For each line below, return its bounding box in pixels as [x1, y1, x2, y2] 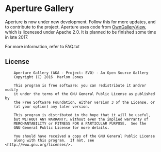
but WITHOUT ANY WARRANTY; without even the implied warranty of [14, 117, 149, 122]
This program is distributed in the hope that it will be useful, [14, 112, 151, 117]
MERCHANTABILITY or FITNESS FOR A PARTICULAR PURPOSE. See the [14, 121, 146, 126]
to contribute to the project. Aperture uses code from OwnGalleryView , [5, 24, 146, 29]
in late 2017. [5, 34, 29, 40]
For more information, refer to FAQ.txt [5, 43, 80, 49]
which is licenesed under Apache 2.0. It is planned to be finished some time [5, 29, 157, 35]
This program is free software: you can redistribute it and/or [14, 83, 146, 88]
